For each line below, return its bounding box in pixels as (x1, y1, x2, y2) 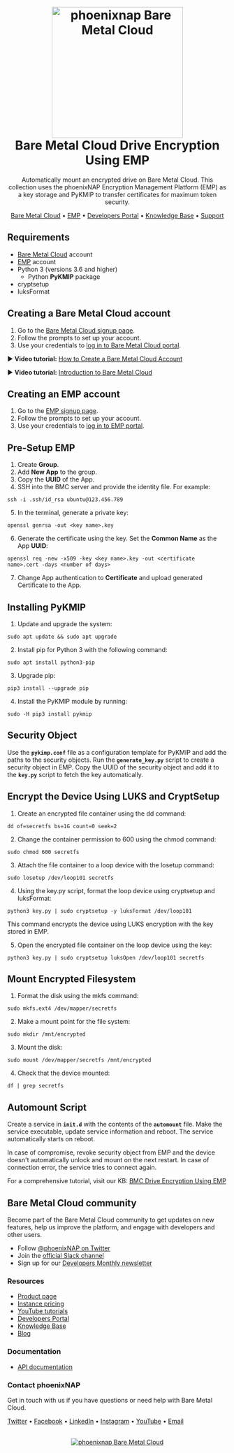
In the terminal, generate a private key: (17, 509, 129, 517)
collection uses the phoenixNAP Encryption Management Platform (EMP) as (8, 182, 227, 191)
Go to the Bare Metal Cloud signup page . (17, 326, 135, 334)
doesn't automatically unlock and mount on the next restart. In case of (7, 1156, 210, 1164)
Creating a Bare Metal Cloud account (7, 308, 171, 319)
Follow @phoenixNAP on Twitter (17, 1244, 110, 1252)
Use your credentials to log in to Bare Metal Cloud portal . (17, 341, 182, 349)
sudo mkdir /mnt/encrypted (7, 1031, 86, 1038)
